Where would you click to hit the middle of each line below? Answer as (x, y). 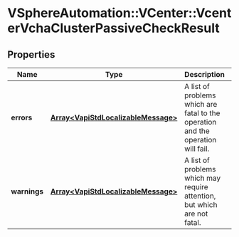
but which (201, 205)
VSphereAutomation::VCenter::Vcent (119, 13)
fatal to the (202, 113)
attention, (200, 196)
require (196, 187)
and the (197, 131)
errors (22, 117)
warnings (27, 191)
